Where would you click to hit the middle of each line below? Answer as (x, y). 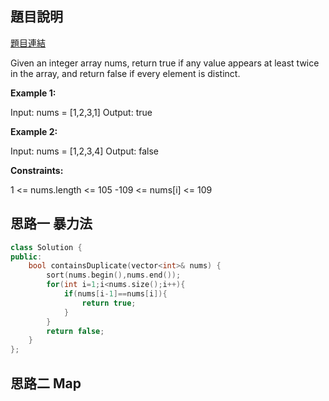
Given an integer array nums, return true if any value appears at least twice (165, 63)
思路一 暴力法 (51, 223)
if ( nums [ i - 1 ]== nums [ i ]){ (115, 294)
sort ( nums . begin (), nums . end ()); (114, 275)
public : (26, 257)
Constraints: (37, 170)
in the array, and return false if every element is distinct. (125, 73)
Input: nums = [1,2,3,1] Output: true (81, 112)
